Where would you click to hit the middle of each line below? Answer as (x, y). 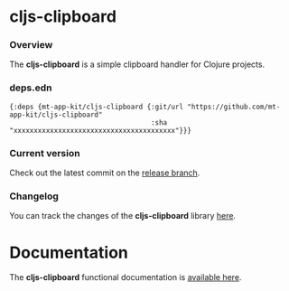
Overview (31, 45)
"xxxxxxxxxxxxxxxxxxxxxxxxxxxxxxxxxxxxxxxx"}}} (101, 130)
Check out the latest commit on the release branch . (105, 173)
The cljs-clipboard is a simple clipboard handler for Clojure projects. (137, 64)
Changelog (34, 196)
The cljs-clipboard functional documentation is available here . (126, 277)
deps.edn (31, 88)
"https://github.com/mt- (233, 107)
